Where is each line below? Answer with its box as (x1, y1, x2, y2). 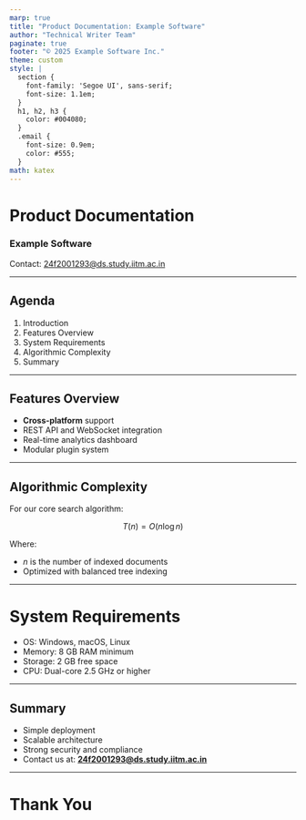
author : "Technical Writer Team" (9, 30, 137, 39)
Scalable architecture (22, 734, 103, 745)
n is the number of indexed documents (22, 557, 168, 568)
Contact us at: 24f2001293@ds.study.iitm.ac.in (22, 753, 208, 765)
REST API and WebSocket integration (22, 425, 162, 436)
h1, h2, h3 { (17, 107, 67, 116)
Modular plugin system (22, 444, 109, 456)
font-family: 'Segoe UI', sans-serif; (25, 81, 173, 90)
